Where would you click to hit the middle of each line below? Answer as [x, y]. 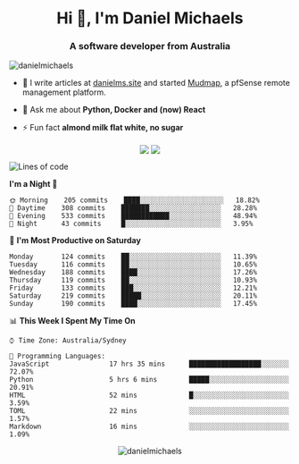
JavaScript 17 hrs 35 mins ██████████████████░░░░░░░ [149, 364]
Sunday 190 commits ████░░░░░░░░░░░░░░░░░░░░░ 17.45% [133, 303]
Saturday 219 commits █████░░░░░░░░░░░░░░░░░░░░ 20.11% [133, 295]
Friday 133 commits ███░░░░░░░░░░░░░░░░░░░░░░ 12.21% [133, 288]
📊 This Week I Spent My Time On [72, 320]
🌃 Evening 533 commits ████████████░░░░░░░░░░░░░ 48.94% [133, 215]
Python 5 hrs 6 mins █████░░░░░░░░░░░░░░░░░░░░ [149, 379]
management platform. [64, 92]
